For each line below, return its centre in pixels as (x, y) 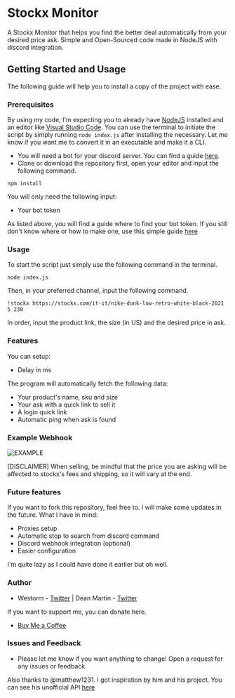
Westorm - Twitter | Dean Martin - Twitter (77, 598)
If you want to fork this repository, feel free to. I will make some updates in (114, 508)
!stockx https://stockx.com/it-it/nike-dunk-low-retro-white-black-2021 (116, 303)
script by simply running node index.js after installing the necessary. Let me (117, 135)
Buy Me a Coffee (42, 625)
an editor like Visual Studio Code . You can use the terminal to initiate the (112, 127)
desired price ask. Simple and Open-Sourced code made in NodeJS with (112, 39)
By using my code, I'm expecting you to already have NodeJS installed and (115, 120)
